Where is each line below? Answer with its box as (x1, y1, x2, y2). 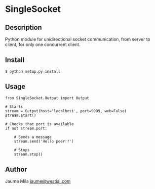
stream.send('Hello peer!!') (14, 139, 74, 144)
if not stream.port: (5, 126, 48, 131)
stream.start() (5, 113, 37, 118)
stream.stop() (14, 152, 43, 157)
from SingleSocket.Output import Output (5, 95, 90, 100)
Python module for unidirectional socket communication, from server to (5, 36, 151, 42)
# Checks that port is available (5, 121, 74, 127)
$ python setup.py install (5, 69, 61, 74)
